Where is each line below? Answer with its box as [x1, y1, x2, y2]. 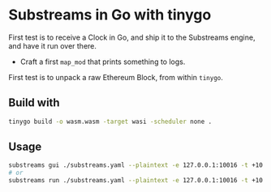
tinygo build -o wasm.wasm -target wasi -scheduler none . [8, 117, 213, 126]
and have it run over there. [8, 41, 97, 50]
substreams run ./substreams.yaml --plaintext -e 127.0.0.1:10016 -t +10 [8, 177, 264, 185]
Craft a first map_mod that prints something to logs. [19, 57, 186, 66]
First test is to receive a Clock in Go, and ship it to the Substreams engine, [8, 32, 256, 42]
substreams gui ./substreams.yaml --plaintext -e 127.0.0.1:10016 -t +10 [8, 161, 264, 169]
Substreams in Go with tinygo [8, 6, 212, 24]
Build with [8, 96, 60, 110]
